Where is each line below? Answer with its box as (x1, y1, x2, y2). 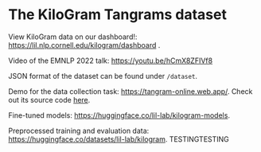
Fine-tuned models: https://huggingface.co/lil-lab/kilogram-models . (8, 110, 231, 120)
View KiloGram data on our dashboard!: (8, 32, 138, 41)
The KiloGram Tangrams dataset (8, 6, 227, 24)
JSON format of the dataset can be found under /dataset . (8, 71, 197, 80)
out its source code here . (8, 95, 91, 104)
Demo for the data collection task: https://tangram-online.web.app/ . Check (8, 86, 253, 96)
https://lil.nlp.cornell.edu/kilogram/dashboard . (8, 40, 161, 49)
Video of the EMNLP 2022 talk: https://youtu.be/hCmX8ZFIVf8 (8, 56, 213, 65)
